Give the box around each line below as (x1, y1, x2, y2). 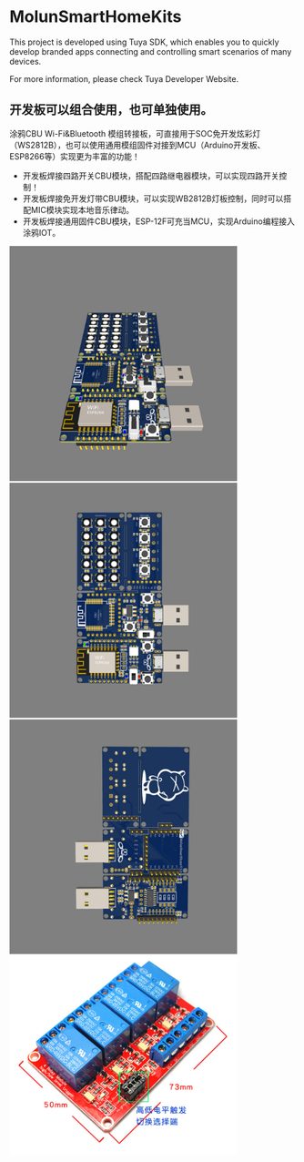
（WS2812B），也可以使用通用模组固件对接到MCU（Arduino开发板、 (9, 139, 266, 150)
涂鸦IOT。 (22, 227, 61, 238)
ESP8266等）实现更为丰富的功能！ (9, 150, 140, 161)
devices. (9, 56, 42, 66)
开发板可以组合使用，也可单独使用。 (9, 102, 213, 117)
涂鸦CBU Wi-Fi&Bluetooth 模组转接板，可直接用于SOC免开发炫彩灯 (9, 127, 261, 138)
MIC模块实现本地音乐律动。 (30, 204, 135, 215)
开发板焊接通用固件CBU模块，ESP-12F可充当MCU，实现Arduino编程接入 (22, 216, 296, 227)
